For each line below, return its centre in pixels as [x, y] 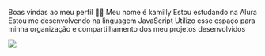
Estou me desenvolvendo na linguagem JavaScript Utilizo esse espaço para [132, 21]
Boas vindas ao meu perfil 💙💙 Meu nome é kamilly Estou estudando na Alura [132, 12]
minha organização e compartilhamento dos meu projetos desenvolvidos [127, 29]
